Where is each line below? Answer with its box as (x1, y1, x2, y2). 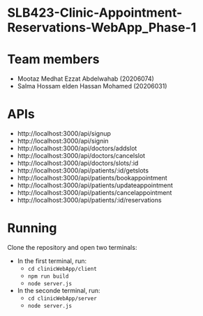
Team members (7, 52, 100, 68)
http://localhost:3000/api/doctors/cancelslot (17, 152, 145, 160)
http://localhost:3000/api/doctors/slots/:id (17, 159, 139, 168)
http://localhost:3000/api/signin (17, 137, 110, 145)
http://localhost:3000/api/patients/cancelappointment (17, 189, 172, 197)
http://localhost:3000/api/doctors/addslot (17, 144, 137, 152)
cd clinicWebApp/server (27, 295, 98, 302)
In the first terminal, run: (17, 257, 87, 265)
